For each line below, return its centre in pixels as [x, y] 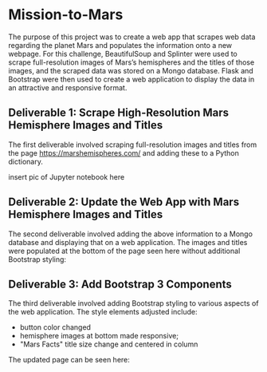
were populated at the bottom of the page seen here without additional [124, 251]
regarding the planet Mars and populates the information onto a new [120, 45]
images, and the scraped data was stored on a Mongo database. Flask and [131, 70]
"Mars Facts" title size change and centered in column [109, 344]
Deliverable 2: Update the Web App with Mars [124, 202]
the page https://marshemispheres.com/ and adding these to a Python [124, 152]
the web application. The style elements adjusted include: [103, 312]
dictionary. [26, 161]
